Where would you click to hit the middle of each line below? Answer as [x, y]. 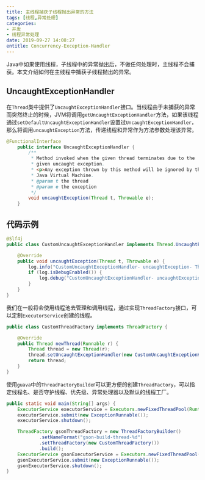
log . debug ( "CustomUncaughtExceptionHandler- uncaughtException [121, 278]
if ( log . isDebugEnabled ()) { [65, 272]
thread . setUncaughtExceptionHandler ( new [80, 355]
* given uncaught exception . [68, 164]
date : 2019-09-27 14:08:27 [41, 40]
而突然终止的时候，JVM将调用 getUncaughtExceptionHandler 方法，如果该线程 [103, 114]
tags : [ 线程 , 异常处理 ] [32, 18]
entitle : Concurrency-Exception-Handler [59, 46]
